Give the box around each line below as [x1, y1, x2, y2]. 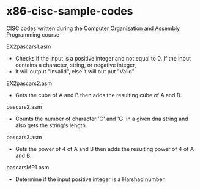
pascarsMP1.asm [6, 163, 50, 171]
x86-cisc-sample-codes [6, 4, 133, 18]
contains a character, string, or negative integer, [15, 61, 136, 69]
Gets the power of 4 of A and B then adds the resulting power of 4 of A [15, 145, 194, 152]
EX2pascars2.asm [6, 80, 53, 87]
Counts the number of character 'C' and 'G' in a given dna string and [15, 115, 188, 122]
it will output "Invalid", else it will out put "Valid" [15, 67, 135, 75]
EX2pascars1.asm [6, 43, 51, 50]
